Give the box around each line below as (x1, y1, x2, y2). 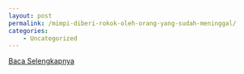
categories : (8, 27, 48, 35)
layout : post (8, 11, 53, 20)
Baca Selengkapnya (8, 56, 75, 66)
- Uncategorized (23, 34, 78, 43)
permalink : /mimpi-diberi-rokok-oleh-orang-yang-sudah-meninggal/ (8, 19, 237, 27)
